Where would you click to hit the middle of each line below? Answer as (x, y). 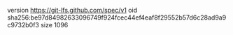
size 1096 (55, 25)
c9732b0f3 (23, 25)
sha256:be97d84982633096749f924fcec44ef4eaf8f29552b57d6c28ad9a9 (117, 17)
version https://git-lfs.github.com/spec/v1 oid (72, 10)
